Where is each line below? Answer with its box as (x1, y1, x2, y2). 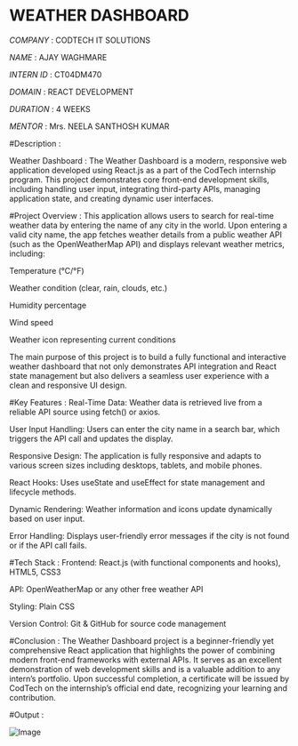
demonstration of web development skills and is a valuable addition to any (9, 663, 281, 674)
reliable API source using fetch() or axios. (9, 406, 161, 417)
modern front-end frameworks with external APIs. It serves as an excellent (9, 654, 282, 665)
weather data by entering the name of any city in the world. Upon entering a (9, 220, 287, 230)
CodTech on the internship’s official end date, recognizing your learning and (9, 682, 287, 694)
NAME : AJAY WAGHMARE (9, 52, 108, 62)
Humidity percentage (9, 300, 87, 310)
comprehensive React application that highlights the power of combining (9, 645, 276, 655)
